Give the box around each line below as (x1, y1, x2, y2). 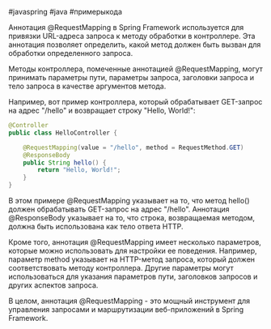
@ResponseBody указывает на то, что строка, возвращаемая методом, (8, 213, 256, 222)
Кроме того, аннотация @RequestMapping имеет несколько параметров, (8, 237, 261, 246)
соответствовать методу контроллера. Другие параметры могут (8, 263, 234, 272)
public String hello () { (23, 158, 107, 167)
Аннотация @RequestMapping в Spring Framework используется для (8, 23, 244, 32)
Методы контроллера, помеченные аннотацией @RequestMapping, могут (8, 64, 263, 74)
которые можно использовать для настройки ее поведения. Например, (8, 246, 257, 255)
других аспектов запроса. (8, 280, 99, 290)
